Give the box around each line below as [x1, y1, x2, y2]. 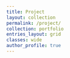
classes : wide [6, 37, 43, 43]
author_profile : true [6, 43, 61, 49]
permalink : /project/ [6, 20, 61, 26]
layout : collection [6, 14, 56, 21]
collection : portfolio [6, 25, 64, 32]
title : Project [6, 8, 45, 15]
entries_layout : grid [6, 31, 61, 37]
